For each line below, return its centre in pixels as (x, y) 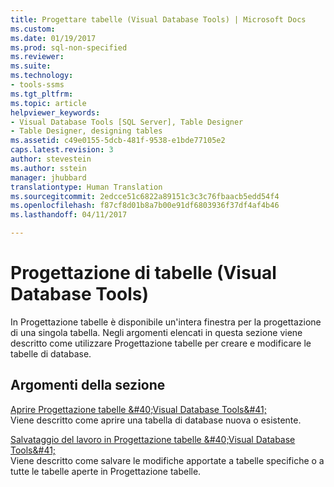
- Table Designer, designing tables (86, 131)
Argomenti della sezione (88, 385)
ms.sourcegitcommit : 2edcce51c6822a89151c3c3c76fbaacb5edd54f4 (145, 196)
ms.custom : (33, 29)
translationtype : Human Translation (86, 187)
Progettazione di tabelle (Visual (143, 273)
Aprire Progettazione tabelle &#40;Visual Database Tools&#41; (139, 409)
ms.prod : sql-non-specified (69, 47)
